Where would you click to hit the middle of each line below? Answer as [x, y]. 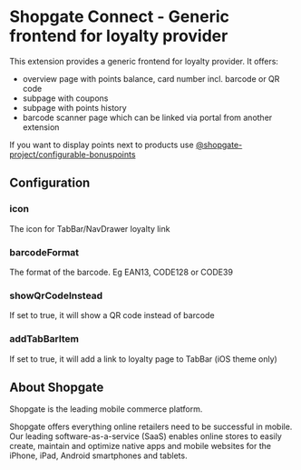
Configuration [50, 183]
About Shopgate [57, 387]
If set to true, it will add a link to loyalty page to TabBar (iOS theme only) [144, 359]
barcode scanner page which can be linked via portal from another [147, 117]
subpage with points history [74, 107]
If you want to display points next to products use [102, 145]
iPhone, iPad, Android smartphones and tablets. [98, 455]
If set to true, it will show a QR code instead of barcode [112, 315]
